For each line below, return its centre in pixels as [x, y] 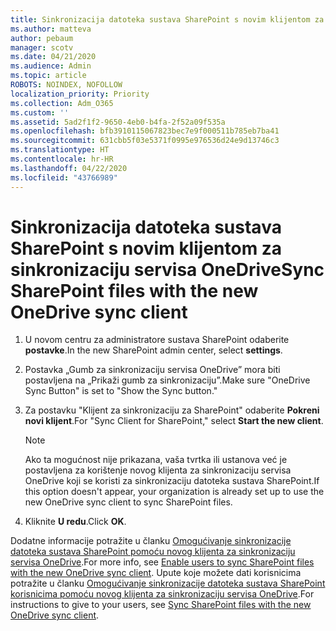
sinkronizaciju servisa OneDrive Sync [167, 269]
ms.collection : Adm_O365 [62, 103]
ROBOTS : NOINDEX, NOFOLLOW [66, 85]
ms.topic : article [48, 76]
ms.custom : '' [40, 112]
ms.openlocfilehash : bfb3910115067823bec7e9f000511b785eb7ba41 [145, 131]
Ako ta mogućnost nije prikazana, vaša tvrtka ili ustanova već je [156, 460]
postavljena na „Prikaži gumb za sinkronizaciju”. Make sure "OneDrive [167, 380]
